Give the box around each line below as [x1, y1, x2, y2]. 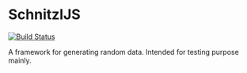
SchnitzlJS [8, 6, 81, 24]
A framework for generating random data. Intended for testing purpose [8, 47, 239, 56]
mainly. [8, 56, 32, 65]
